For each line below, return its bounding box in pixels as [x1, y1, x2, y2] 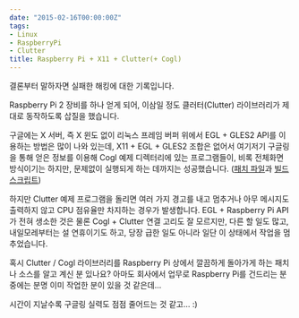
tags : [9, 21, 30, 30]
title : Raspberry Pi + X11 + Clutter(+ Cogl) [9, 55, 182, 64]
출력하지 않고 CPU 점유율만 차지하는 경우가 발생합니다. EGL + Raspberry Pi [9, 205, 275, 215]
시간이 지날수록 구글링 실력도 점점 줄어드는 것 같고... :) [9, 299, 199, 309]
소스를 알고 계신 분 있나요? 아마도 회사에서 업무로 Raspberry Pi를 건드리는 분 [18, 269, 287, 279]
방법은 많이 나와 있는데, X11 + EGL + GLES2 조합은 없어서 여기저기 [32, 141, 267, 151]
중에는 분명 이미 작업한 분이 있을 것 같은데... [9, 279, 162, 290]
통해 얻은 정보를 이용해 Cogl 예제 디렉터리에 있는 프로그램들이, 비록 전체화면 [18, 152, 285, 162]
